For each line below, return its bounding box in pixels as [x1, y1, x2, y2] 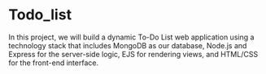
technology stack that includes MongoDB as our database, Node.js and [8, 40, 247, 50]
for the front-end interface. [8, 58, 99, 68]
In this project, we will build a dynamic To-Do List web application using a [8, 32, 255, 42]
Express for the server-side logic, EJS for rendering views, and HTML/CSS [8, 49, 259, 59]
